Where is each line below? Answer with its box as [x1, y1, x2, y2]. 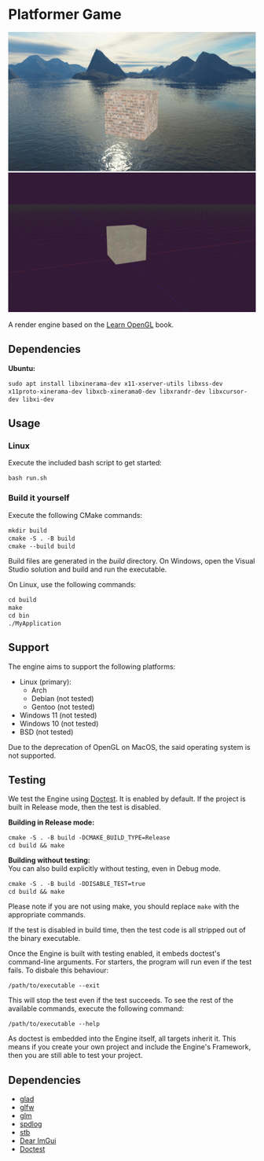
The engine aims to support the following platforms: [8, 662, 176, 671]
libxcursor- [208, 388, 247, 395]
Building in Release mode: [8, 817, 95, 827]
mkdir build [8, 527, 47, 535]
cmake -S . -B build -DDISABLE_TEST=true [8, 880, 146, 888]
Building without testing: [8, 855, 90, 865]
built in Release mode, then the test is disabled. [8, 803, 161, 812]
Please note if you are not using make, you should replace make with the [8, 902, 240, 911]
